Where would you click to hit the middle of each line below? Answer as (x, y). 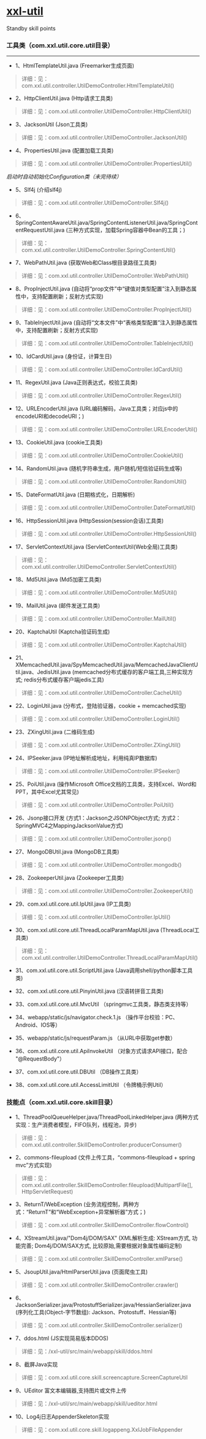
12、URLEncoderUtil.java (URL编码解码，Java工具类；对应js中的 (97, 409)
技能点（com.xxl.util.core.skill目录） (62, 1102)
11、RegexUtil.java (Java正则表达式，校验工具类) (76, 383)
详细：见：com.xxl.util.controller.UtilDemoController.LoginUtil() (101, 719)
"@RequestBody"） (40, 1059)
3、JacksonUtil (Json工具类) (51, 125)
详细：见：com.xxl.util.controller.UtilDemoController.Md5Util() (99, 593)
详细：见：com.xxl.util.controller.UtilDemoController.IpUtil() (96, 917)
